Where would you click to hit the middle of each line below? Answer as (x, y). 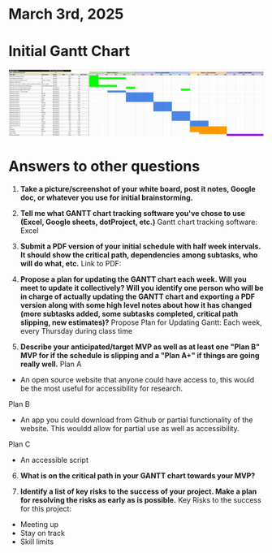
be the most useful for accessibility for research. (101, 389)
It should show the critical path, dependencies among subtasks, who (139, 255)
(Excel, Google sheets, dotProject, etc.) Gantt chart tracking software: (139, 222)
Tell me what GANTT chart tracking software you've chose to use (133, 214)
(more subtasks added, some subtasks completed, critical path (129, 314)
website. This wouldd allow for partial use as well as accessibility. (130, 429)
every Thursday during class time (76, 331)
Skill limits (37, 542)
